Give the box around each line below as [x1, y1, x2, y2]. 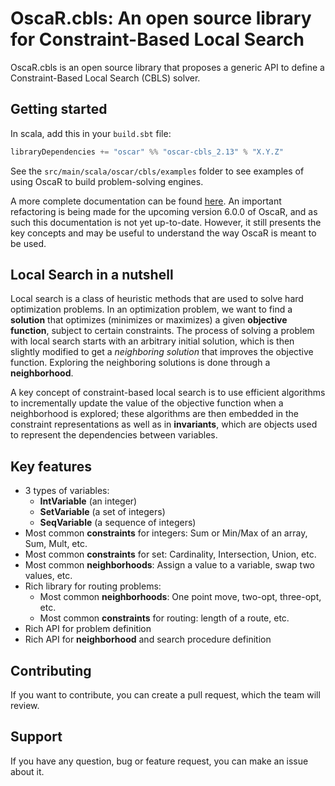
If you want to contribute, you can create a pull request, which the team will [10, 689, 321, 701]
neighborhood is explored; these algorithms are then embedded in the [10, 408, 300, 420]
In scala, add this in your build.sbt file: [10, 127, 172, 139]
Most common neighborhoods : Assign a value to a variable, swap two [24, 559, 315, 571]
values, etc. [24, 570, 73, 582]
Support [10, 728, 63, 746]
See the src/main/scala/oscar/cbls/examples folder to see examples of [10, 165, 305, 177]
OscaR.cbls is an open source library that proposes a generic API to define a [10, 61, 325, 73]
